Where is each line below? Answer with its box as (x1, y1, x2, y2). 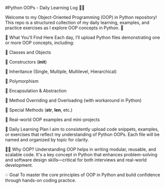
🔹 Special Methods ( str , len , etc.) (5, 107, 73, 113)
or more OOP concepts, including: (5, 40, 75, 46)
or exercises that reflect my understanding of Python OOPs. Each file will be (5, 131, 160, 137)
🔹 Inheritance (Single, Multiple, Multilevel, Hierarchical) (5, 68, 117, 74)
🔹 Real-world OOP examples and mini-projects (5, 117, 100, 123)
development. (5, 162, 33, 168)
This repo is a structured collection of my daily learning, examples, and (5, 20, 150, 25)
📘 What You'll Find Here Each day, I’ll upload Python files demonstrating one (5, 35, 161, 40)
